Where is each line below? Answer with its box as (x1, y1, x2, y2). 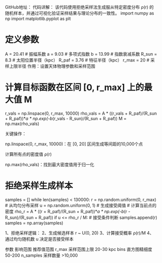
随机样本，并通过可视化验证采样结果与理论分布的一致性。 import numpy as (5, 10, 154, 16)
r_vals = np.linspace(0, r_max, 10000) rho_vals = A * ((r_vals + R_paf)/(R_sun (5, 110, 157, 116)
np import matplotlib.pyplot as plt (5, 16, 71, 21)
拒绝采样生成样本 (5, 181, 74, 191)
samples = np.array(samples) (5, 220, 64, 226)
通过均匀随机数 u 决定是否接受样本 (5, 236, 74, 242)
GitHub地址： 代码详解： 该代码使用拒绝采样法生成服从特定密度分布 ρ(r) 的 (5, 4, 154, 10)
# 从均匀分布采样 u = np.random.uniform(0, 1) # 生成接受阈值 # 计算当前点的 (5, 202, 157, 208)
